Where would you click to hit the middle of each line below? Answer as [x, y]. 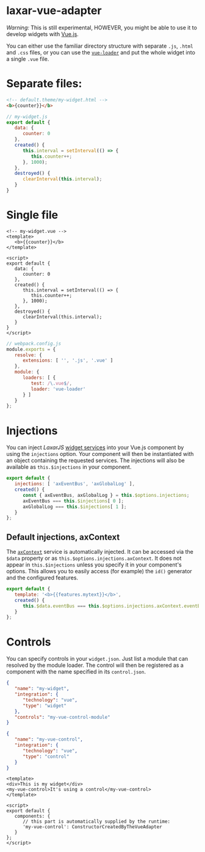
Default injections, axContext [63, 537]
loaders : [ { [39, 378]
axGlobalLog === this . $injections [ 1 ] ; [74, 507]
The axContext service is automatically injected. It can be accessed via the [100, 552]
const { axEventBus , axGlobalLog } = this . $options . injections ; [106, 495]
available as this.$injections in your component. [69, 467]
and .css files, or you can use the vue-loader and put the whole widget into [101, 52]
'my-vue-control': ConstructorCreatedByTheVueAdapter [92, 827]
